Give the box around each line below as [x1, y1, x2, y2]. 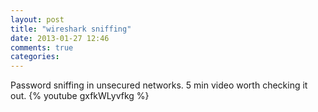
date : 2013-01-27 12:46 [10, 33, 110, 43]
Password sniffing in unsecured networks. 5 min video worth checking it [10, 79, 308, 91]
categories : [10, 52, 60, 62]
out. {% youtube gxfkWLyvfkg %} [10, 90, 150, 102]
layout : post [10, 14, 65, 25]
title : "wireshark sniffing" [10, 24, 132, 34]
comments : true [10, 42, 74, 53]
